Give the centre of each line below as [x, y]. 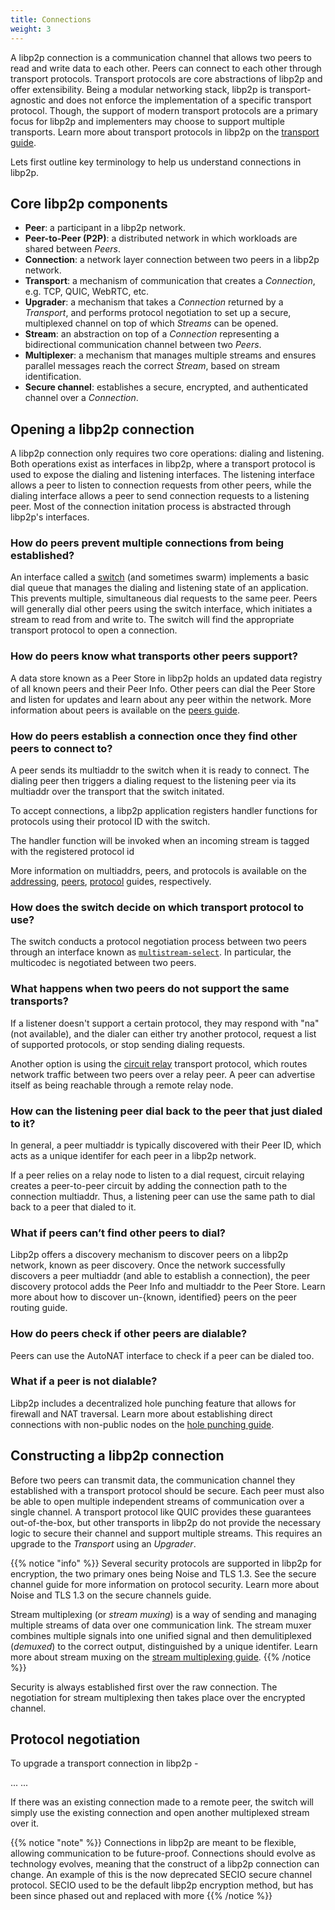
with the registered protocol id [72, 852]
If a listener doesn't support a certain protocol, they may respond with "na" [165, 1023]
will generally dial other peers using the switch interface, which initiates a [161, 609]
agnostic [28, 100]
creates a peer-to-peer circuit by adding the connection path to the [149, 1185]
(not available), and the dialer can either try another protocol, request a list [163, 1033]
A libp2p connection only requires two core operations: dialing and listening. [167, 453]
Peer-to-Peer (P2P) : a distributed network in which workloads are [161, 238]
